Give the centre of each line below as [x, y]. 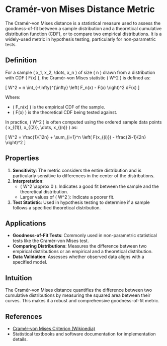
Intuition [19, 278]
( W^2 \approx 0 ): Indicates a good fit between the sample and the [90, 186]
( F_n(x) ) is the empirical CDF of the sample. [59, 107]
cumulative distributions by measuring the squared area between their [78, 295]
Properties [22, 158]
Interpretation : [28, 181]
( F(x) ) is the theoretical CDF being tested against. [65, 112]
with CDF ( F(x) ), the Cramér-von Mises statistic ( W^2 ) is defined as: [78, 78]
